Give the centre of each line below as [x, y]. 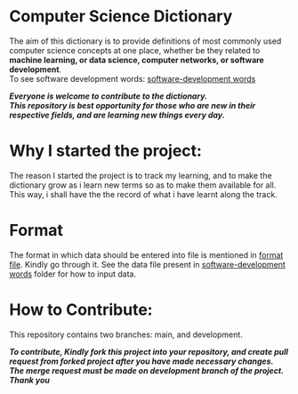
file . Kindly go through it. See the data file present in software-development [148, 264]
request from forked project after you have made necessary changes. [141, 361]
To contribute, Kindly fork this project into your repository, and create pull [149, 351]
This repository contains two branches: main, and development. [126, 334]
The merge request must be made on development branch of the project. [147, 370]
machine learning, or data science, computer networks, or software [137, 60]
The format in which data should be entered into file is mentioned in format [146, 254]
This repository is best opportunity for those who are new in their [133, 105]
